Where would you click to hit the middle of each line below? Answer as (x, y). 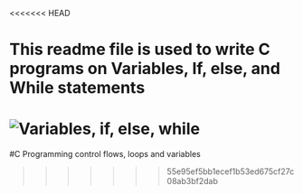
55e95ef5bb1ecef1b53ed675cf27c (231, 171)
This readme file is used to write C (140, 50)
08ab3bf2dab (193, 181)
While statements (77, 88)
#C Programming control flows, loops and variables (105, 154)
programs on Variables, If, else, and (145, 69)
